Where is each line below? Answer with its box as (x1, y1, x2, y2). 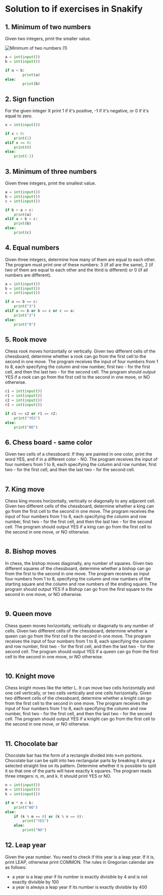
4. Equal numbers (5, 243, 60, 252)
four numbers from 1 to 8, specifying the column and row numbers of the (5, 576, 151, 581)
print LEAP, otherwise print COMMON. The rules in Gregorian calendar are (5, 859, 154, 865)
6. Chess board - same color (5, 438, 92, 447)
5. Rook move (5, 335, 47, 344)
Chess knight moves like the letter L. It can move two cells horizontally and (5, 685, 155, 691)
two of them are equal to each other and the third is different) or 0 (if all (5, 267, 148, 273)
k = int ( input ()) (5, 792, 40, 797)
